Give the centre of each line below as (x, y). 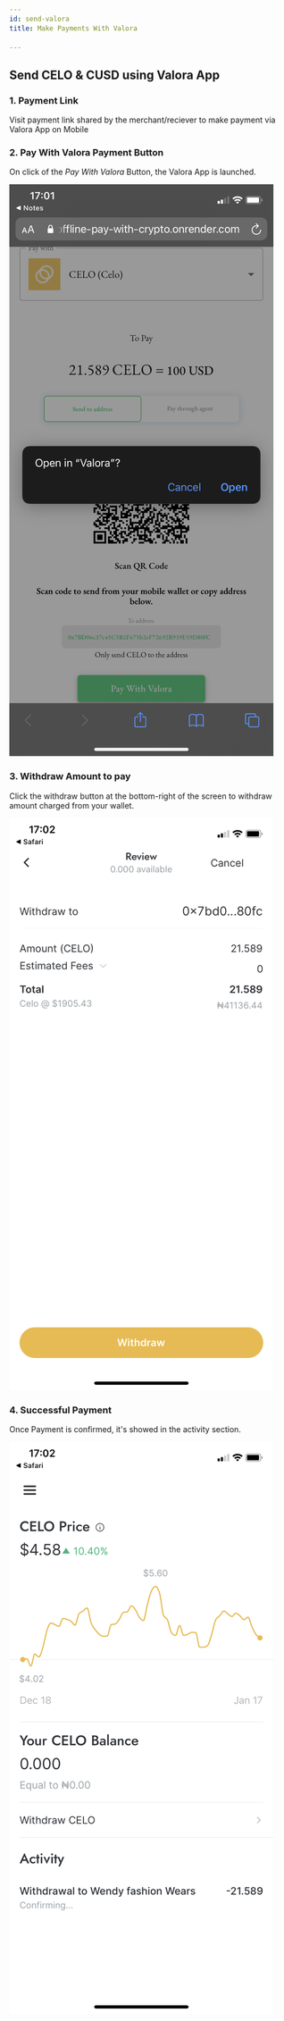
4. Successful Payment (60, 1410)
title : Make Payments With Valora (74, 28)
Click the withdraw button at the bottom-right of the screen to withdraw (141, 796)
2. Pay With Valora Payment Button (87, 152)
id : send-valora (39, 19)
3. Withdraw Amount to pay (70, 776)
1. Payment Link (44, 100)
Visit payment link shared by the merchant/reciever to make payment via (142, 120)
